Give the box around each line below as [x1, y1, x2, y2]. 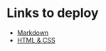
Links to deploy [6, 5, 99, 21]
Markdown [16, 28, 49, 37]
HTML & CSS [16, 35, 55, 44]
